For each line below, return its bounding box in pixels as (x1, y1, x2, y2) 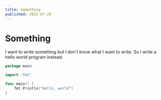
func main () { (5, 81, 34, 86)
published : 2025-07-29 (5, 12, 52, 17)
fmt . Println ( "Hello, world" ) (14, 86, 74, 91)
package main (5, 64, 32, 69)
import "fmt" (5, 73, 32, 77)
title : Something (5, 7, 41, 12)
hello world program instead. (5, 54, 63, 60)
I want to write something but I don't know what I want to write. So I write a (5, 49, 157, 55)
